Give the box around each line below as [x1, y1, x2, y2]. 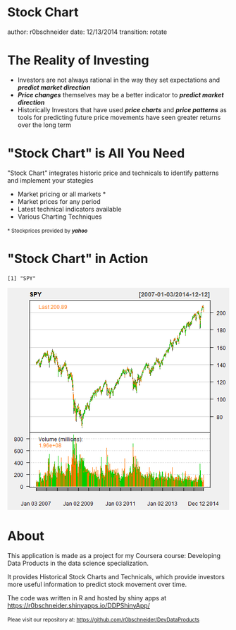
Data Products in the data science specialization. [7, 559, 149, 567]
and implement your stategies [7, 176, 94, 184]
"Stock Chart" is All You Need [7, 145, 185, 162]
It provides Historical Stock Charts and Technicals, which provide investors [7, 572, 225, 581]
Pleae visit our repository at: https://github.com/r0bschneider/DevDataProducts [7, 616, 200, 623]
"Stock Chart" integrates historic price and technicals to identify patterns [7, 169, 219, 177]
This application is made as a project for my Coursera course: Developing [7, 551, 221, 559]
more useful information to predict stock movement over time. [7, 580, 187, 588]
